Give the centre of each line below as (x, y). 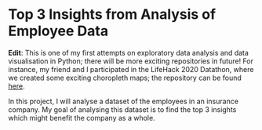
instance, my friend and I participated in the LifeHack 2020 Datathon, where (131, 69)
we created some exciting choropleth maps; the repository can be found (125, 78)
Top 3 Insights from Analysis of (112, 14)
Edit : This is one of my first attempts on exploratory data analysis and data (129, 52)
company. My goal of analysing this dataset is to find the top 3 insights (122, 109)
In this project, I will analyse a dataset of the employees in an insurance (124, 101)
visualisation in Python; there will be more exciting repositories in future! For (131, 61)
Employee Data (58, 31)
